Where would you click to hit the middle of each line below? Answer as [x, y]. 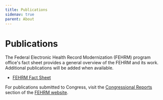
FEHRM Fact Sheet [32, 78]
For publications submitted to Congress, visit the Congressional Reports [79, 87]
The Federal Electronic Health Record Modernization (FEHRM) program [78, 57]
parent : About [20, 19]
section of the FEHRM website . [37, 93]
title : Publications [27, 10]
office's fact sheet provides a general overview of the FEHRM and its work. [82, 63]
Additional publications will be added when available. [59, 68]
